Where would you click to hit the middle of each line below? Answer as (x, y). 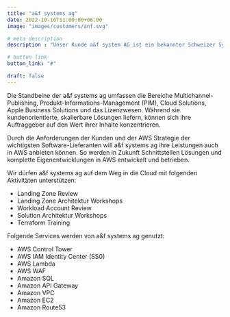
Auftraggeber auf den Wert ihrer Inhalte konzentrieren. (84, 125)
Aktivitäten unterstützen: (42, 180)
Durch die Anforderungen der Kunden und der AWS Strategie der (99, 138)
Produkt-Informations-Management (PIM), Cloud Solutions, (123, 103)
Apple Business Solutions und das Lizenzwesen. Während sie (93, 110)
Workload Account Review (54, 208)
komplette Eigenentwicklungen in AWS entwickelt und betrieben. (99, 160)
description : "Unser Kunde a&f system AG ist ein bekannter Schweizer (111, 45)
